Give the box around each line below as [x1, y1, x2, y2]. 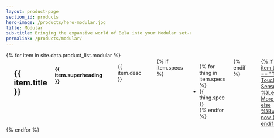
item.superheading [54, 71, 102, 78]
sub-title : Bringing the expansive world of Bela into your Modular [6, 30, 177, 36]
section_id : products [6, 14, 59, 20]
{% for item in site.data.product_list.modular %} [6, 52, 121, 58]
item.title [13, 78, 48, 88]
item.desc [117, 70, 142, 76]
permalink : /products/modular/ [6, 36, 83, 42]
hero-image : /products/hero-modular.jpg [6, 19, 107, 25]
